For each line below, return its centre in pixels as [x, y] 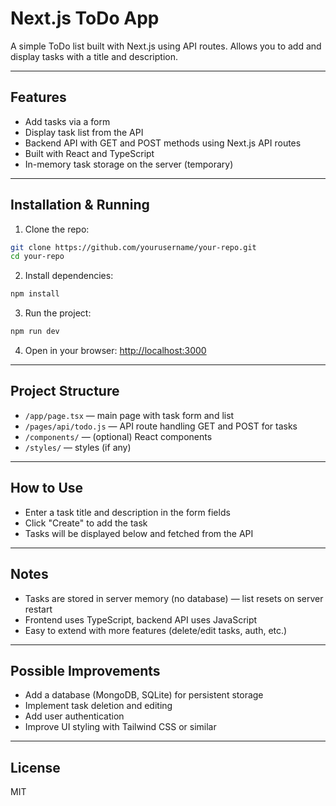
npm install [35, 294]
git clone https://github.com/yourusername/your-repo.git [133, 247]
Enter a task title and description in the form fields [127, 512]
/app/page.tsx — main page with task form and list [129, 415]
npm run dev [35, 332]
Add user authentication [74, 716]
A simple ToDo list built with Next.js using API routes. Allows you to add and [166, 46]
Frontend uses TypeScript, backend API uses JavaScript [141, 619]
